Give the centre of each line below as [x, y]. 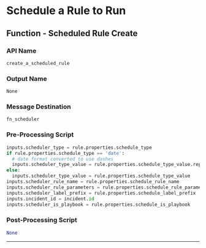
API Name [21, 51]
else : [13, 170]
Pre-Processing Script [40, 135]
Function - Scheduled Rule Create [72, 33]
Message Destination [39, 107]
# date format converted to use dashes [63, 159]
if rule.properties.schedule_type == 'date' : [65, 153]
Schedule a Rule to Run [66, 11]
